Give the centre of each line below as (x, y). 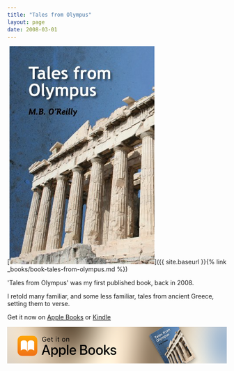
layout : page (26, 22)
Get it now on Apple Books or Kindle (59, 317)
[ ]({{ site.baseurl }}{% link (117, 262)
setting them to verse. (39, 304)
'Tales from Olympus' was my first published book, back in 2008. (101, 283)
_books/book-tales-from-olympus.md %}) (68, 269)
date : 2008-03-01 (32, 29)
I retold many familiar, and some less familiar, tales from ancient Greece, (111, 296)
